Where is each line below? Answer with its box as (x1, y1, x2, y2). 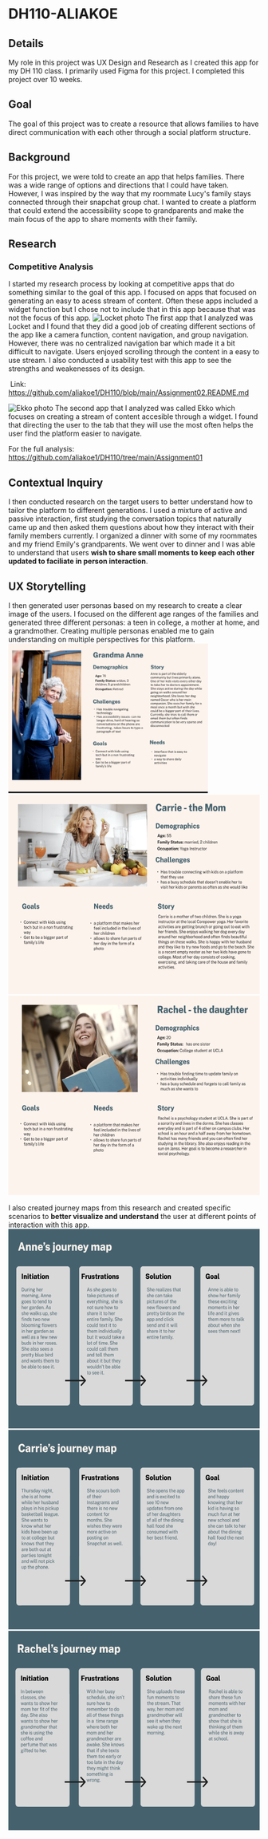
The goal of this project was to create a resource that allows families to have (8, 119, 259, 128)
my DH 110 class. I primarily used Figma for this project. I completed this (8, 66, 245, 76)
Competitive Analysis (8, 261, 94, 272)
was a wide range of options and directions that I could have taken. (8, 180, 229, 190)
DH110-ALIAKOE (8, 5, 118, 23)
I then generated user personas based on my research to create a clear (8, 600, 242, 610)
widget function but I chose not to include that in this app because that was (8, 305, 256, 314)
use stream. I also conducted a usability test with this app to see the (8, 356, 232, 365)
